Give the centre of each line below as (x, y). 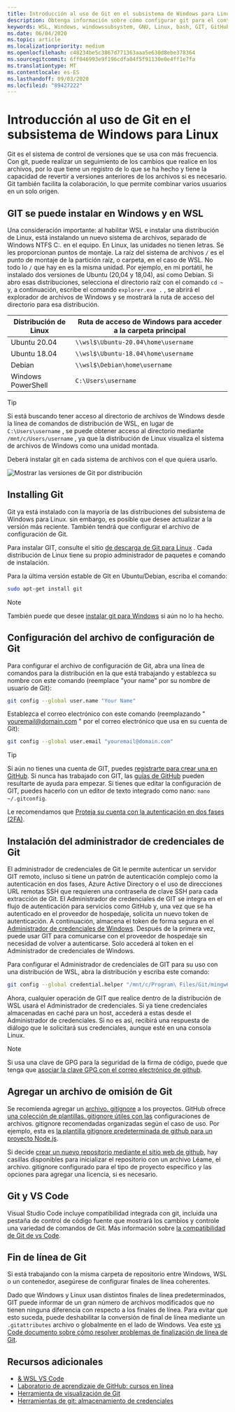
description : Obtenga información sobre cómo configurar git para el (111, 20)
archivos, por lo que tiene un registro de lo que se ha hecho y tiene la (107, 169)
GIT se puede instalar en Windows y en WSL (106, 213)
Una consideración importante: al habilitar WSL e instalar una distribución (113, 230)
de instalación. (28, 562)
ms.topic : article (34, 40)
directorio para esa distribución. (53, 304)
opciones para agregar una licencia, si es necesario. (83, 1174)
